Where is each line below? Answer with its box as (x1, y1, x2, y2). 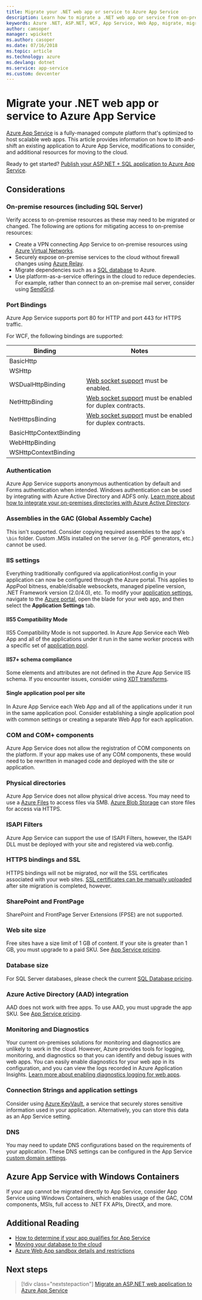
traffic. (6, 321, 23, 328)
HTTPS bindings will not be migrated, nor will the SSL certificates (6, 869, 168, 876)
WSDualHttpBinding (9, 380, 66, 389)
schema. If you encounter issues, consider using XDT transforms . (6, 676, 169, 683)
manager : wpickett (6, 31, 52, 37)
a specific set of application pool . (6, 642, 89, 649)
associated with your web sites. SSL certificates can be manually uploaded (6, 876, 192, 883)
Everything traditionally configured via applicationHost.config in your (6, 570, 177, 577)
